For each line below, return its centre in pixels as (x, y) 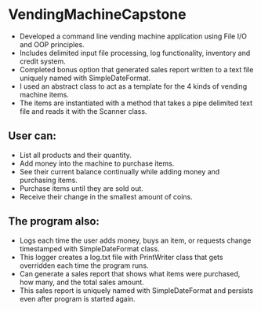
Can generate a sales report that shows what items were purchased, (130, 273)
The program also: (54, 221)
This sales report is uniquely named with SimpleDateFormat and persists (136, 290)
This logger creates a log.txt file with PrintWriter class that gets (121, 257)
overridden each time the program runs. (84, 265)
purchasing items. (49, 180)
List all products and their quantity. (75, 155)
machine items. (44, 94)
